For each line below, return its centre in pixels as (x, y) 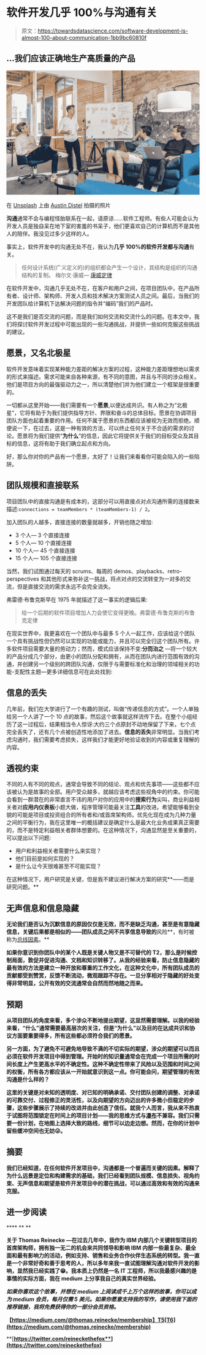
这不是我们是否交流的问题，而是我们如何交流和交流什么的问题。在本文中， (100, 317)
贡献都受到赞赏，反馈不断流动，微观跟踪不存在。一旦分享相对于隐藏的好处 (100, 976)
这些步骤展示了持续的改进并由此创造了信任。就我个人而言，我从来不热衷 (108, 1108)
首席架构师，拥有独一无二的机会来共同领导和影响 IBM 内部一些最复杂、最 (99, 1248)
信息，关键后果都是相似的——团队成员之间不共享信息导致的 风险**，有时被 (101, 932)
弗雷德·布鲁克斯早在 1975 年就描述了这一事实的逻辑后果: (77, 600)
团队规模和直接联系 (43, 485)
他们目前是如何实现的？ (45, 859)
